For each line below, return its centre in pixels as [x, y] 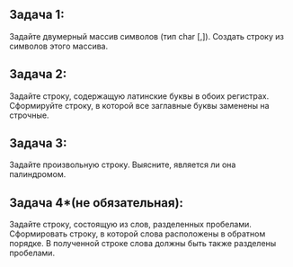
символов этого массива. [59, 46]
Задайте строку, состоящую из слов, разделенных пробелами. [130, 225]
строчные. [29, 115]
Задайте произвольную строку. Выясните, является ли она [123, 165]
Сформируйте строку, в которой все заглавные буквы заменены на [139, 105]
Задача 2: [38, 74]
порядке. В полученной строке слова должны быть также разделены [143, 244]
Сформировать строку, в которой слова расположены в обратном [138, 234]
